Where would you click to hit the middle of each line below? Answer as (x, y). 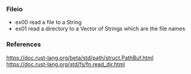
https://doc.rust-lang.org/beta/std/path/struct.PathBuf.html (80, 58)
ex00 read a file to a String (48, 22)
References (24, 44)
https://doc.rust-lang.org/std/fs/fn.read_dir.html (66, 64)
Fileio (15, 9)
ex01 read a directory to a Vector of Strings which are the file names (100, 29)
